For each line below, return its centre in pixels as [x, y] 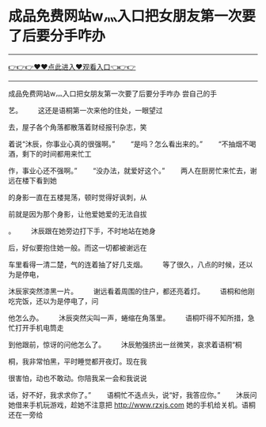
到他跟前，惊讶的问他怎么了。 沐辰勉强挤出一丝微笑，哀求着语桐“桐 [125, 344]
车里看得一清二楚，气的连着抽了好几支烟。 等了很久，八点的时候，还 [127, 264]
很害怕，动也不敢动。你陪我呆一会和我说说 [78, 378]
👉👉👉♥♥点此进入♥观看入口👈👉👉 [72, 66]
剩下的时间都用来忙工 [57, 153]
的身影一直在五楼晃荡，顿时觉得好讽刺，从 [78, 197]
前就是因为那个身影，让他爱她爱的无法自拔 [78, 213]
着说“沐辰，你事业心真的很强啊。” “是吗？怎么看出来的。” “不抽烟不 [129, 144]
